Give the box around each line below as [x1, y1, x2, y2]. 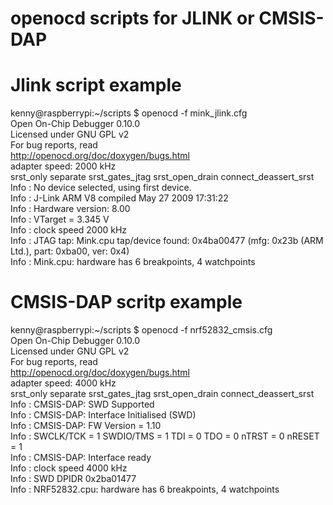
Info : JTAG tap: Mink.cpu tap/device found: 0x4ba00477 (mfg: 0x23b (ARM [10, 235, 324, 247]
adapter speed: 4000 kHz [10, 377, 117, 389]
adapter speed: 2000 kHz [10, 160, 117, 172]
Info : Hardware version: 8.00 [10, 203, 131, 215]
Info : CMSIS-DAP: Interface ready [10, 452, 152, 464]
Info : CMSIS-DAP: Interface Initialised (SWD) [10, 409, 197, 421]
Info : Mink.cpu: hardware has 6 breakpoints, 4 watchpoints [10, 256, 256, 268]
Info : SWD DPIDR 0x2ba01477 [10, 473, 137, 485]
